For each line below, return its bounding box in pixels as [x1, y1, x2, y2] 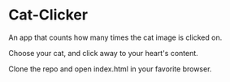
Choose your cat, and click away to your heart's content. [8, 48, 199, 58]
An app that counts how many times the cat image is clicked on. [8, 32, 223, 42]
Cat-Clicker [8, 6, 88, 24]
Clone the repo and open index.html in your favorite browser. [8, 63, 212, 74]
